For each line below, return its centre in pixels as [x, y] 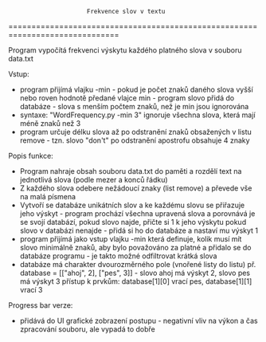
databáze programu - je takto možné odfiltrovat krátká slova [118, 256]
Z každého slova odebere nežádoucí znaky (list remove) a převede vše [136, 188]
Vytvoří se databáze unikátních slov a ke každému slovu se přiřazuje [132, 205]
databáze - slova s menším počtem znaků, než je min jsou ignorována [134, 106]
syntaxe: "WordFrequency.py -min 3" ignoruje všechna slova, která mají [138, 115]
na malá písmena [48, 197]
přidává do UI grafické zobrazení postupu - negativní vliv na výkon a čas [139, 320]
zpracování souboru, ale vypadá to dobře [87, 329]
